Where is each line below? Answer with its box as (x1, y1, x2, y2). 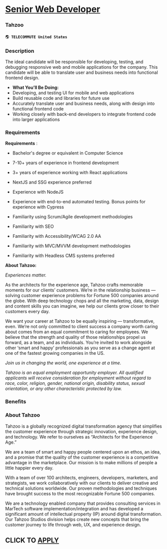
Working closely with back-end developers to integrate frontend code (12, 111, 156, 117)
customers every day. (5, 309, 50, 315)
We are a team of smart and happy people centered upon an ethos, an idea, (5, 449, 161, 455)
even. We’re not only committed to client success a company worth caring (5, 324, 158, 330)
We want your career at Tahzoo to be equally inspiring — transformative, (5, 318, 155, 324)
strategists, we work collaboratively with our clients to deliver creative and (5, 480, 158, 486)
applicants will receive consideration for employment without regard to (5, 375, 151, 381)
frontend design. (5, 75, 39, 81)
